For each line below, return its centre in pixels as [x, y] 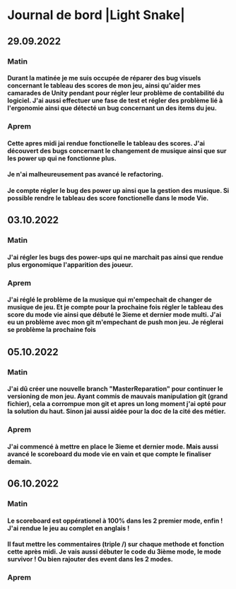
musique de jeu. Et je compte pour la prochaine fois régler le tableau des [116, 307]
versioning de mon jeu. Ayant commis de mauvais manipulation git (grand [118, 396]
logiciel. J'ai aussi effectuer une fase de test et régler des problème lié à [115, 101]
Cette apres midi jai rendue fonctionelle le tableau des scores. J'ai [106, 143]
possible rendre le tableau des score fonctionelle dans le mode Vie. [108, 198]
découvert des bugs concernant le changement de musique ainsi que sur [117, 150]
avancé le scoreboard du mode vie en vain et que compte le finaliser [110, 454]
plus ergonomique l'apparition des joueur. [70, 264]
